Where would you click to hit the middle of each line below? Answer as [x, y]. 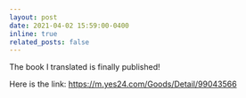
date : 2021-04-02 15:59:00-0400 [69, 26]
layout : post [33, 17]
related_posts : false [49, 42]
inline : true [33, 34]
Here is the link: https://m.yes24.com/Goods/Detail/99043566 [123, 84]
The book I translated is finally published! [85, 67]
